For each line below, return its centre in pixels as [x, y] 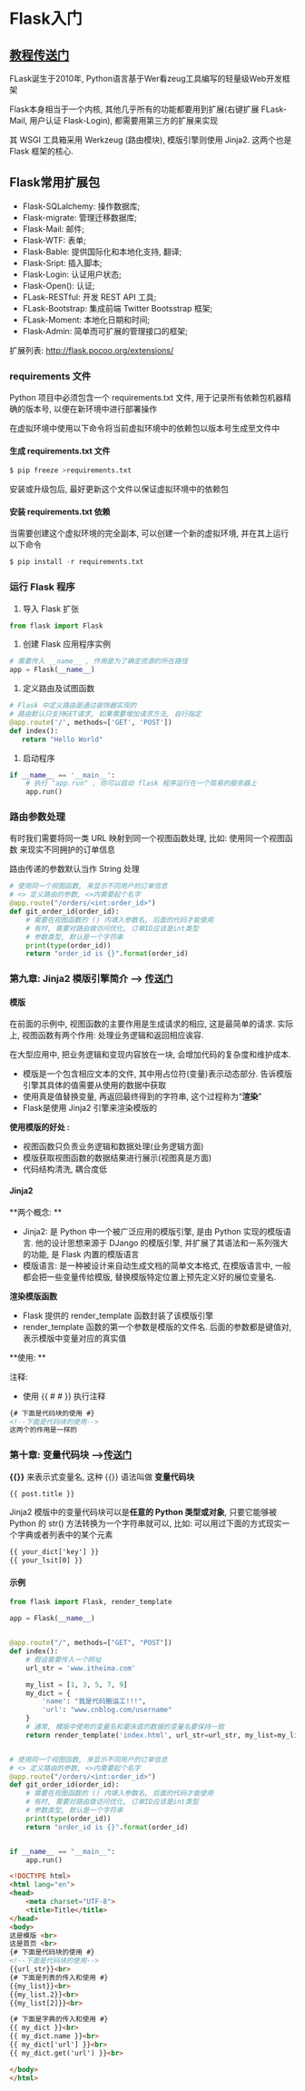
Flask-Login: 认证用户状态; [72, 274]
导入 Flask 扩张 [51, 609]
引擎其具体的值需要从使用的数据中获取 [94, 1085]
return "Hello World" [62, 739]
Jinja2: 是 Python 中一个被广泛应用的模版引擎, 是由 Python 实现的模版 [153, 1231]
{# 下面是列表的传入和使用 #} [59, 1977]
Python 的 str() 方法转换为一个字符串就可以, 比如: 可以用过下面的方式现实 [146, 1523]
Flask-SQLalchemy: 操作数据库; [81, 206]
